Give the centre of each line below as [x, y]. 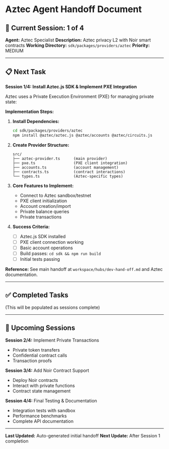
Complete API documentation [43, 421]
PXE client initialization [44, 201]
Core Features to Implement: [43, 186]
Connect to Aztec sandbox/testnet [56, 195]
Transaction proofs [32, 360]
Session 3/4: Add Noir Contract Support [47, 370]
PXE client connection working [52, 242]
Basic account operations [46, 248]
